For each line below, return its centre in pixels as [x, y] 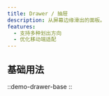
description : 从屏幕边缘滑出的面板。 [56, 20]
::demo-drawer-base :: [40, 86]
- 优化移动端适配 [35, 40]
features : [22, 26]
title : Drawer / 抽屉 [38, 14]
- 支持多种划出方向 [37, 33]
